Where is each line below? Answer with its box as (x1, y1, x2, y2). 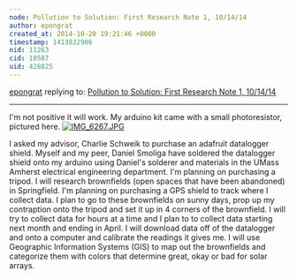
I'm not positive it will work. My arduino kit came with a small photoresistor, (9, 111, 283, 122)
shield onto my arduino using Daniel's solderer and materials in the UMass (9, 156, 280, 168)
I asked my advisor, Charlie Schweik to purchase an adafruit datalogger (9, 138, 270, 148)
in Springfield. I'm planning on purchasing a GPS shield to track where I (9, 185, 269, 195)
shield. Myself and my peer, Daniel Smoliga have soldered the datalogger (9, 147, 276, 158)
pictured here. (9, 121, 61, 132)
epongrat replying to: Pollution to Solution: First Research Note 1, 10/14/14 (9, 86, 277, 97)
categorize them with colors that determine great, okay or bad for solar (9, 251, 268, 261)
